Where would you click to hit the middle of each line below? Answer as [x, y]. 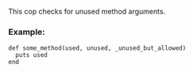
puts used [31, 55]
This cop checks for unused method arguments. [87, 11]
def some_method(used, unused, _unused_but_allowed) [97, 48]
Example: [27, 32]
